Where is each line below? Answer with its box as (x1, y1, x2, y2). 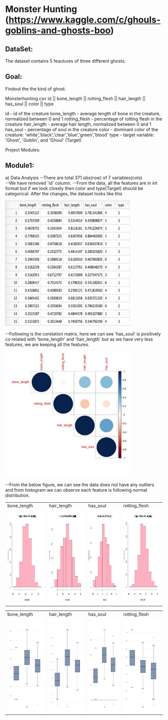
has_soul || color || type (5, 101, 54, 107)
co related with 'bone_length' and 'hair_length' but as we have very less (5, 336, 153, 342)
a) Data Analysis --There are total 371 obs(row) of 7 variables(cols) (5, 174, 142, 181)
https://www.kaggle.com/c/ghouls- (8, 14, 161, 26)
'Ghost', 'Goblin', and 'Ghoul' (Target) (5, 137, 82, 143)
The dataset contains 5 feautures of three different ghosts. (5, 58, 126, 64)
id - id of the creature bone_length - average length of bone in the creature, (5, 110, 161, 116)
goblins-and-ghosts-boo (5, 25, 111, 36)
